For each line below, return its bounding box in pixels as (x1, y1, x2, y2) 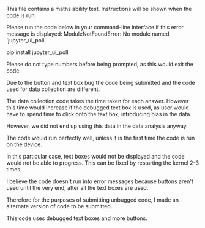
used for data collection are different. (6, 85, 100, 93)
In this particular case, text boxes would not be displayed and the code (6, 153, 185, 160)
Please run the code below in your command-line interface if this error (6, 24, 184, 31)
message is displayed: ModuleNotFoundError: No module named (6, 30, 170, 37)
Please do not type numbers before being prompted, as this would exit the (6, 61, 194, 68)
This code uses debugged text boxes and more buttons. (6, 214, 148, 222)
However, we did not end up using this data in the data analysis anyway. (6, 122, 188, 130)
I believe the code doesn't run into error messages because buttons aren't (6, 178, 194, 185)
